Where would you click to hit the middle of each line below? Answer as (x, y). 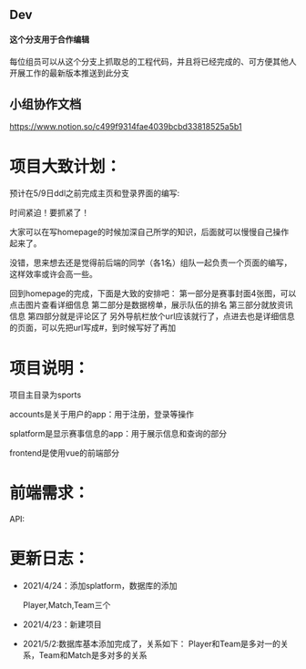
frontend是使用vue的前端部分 (65, 453)
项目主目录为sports (46, 395)
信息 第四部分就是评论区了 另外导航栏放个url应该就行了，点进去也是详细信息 (153, 316)
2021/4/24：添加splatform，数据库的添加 (100, 586)
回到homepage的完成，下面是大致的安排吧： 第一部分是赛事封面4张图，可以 (153, 293)
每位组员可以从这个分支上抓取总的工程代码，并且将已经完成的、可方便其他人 (153, 61)
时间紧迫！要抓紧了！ (49, 212)
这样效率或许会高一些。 (53, 274)
